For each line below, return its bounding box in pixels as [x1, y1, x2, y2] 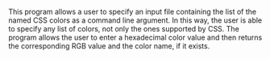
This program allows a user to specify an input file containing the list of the [8, 7, 257, 16]
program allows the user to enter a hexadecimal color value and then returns [8, 32, 263, 42]
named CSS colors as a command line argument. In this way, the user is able [8, 15, 263, 25]
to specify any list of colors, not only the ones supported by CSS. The [8, 24, 239, 33]
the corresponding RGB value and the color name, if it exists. [8, 41, 210, 51]
